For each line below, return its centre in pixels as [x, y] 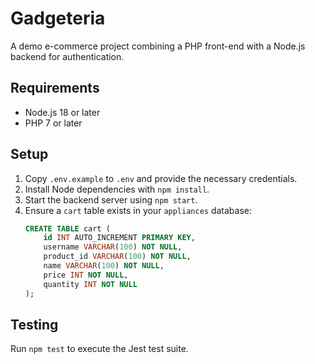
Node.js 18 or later [62, 112]
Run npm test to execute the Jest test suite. [99, 349]
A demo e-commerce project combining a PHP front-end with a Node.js [158, 46]
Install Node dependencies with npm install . [117, 189]
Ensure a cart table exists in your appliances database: [138, 210]
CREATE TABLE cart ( [67, 228]
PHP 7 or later [53, 123]
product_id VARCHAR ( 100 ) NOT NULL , [117, 257]
